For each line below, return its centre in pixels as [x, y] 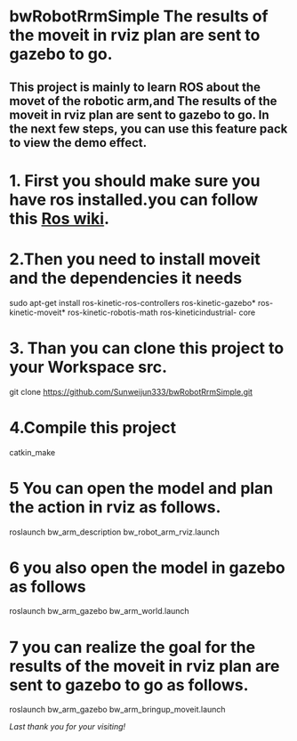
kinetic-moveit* [38, 312]
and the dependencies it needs [126, 278]
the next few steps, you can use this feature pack [148, 129]
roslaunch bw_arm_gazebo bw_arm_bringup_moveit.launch [117, 710]
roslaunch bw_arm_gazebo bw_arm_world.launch [99, 611]
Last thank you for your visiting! [68, 727]
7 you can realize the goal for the [132, 647]
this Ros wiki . [59, 218]
